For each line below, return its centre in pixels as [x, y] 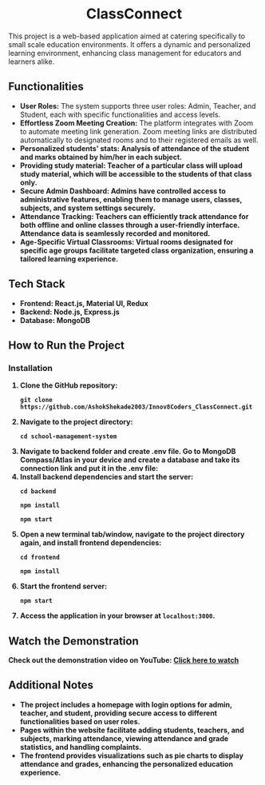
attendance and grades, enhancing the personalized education [127, 763]
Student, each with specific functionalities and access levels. [120, 114]
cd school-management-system [68, 436]
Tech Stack [37, 284]
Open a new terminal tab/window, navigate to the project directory [132, 534]
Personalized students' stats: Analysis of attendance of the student [134, 148]
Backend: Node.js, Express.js [69, 312]
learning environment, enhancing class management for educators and [125, 53]
